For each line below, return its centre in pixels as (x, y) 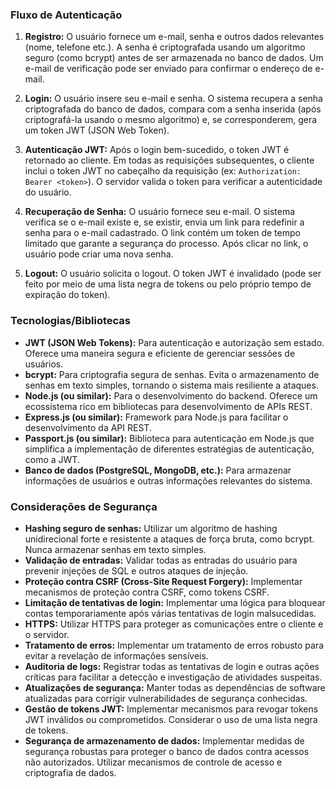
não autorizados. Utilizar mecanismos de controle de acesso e (153, 762)
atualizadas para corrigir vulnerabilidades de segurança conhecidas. (166, 698)
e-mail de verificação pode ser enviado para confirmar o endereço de (168, 69)
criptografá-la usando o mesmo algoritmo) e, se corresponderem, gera (171, 120)
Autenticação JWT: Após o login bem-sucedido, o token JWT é (157, 150)
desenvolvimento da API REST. (88, 427)
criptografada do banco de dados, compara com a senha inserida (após (173, 109)
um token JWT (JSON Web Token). (97, 130)
